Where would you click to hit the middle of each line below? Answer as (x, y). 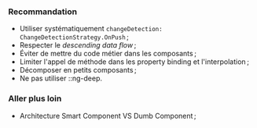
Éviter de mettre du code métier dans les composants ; (108, 54)
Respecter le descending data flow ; (78, 45)
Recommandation (42, 12)
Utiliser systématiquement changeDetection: (91, 29)
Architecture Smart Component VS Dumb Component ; (108, 116)
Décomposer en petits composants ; (78, 70)
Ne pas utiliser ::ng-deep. (61, 78)
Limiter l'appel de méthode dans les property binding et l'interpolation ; (134, 62)
